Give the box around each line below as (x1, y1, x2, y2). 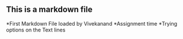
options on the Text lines (6, 26, 66, 33)
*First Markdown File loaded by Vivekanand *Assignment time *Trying (6, 20, 178, 27)
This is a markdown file (6, 5, 93, 15)
